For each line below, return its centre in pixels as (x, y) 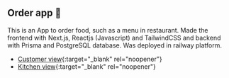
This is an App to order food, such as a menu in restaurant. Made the (108, 30)
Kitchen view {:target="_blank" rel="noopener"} (86, 66)
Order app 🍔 (34, 13)
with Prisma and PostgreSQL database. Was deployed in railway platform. (114, 45)
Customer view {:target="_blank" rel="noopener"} (90, 59)
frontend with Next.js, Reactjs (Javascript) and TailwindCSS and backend (114, 38)
